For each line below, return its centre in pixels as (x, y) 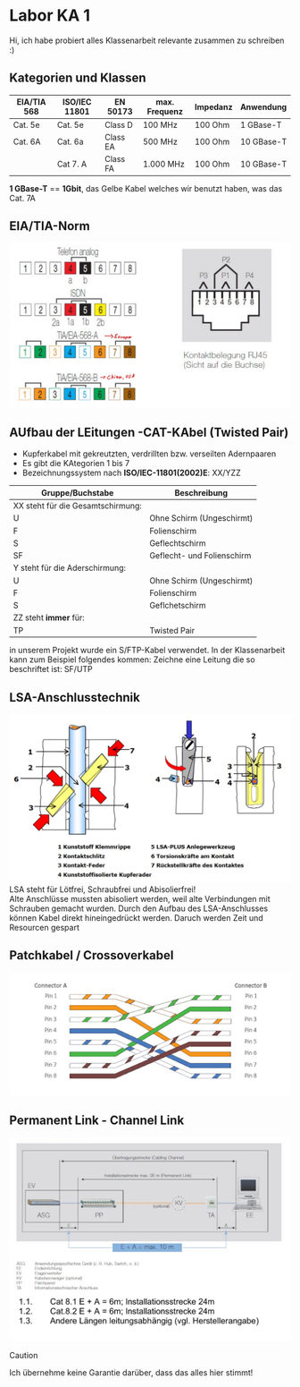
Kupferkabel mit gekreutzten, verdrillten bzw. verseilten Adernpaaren (149, 454)
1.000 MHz (164, 164)
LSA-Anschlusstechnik (75, 698)
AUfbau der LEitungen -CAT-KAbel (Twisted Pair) (149, 433)
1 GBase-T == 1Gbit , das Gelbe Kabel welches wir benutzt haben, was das (146, 188)
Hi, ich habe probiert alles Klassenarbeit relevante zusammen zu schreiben (147, 40)
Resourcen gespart (45, 927)
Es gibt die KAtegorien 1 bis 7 (76, 464)
